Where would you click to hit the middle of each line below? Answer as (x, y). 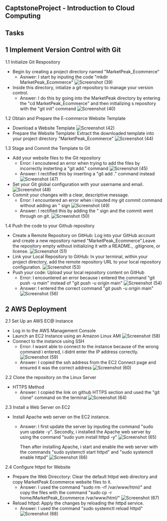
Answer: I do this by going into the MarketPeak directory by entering (90, 98)
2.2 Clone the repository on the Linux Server (51, 378)
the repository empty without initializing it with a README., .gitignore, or (86, 246)
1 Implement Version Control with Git (63, 50)
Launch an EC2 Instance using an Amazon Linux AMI (67, 336)
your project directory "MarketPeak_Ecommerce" (63, 138)
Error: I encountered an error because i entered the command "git (87, 277)
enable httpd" (34, 457)
